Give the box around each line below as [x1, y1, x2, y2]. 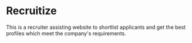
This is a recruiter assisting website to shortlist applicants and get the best [6, 24, 186, 31]
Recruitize [6, 4, 57, 18]
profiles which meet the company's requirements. [6, 29, 126, 37]
